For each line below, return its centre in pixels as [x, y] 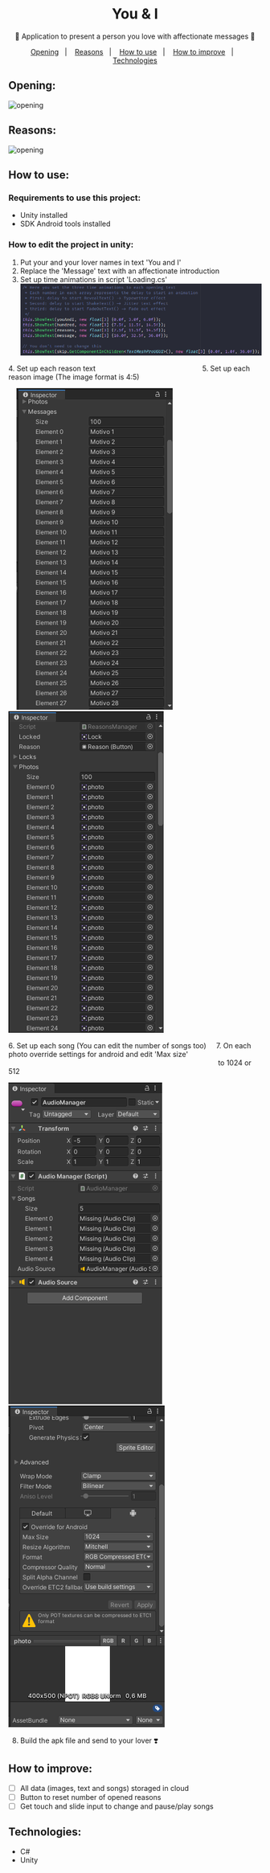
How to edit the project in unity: [71, 244]
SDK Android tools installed [65, 224]
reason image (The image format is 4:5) [74, 377]
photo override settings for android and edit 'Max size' [98, 1055]
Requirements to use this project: [75, 198]
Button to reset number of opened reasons [90, 1797]
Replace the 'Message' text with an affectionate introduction [120, 271]
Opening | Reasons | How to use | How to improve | [133, 51]
